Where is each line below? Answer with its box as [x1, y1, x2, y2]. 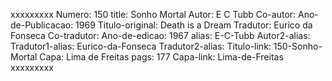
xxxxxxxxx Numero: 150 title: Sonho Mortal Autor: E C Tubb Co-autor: [10, 9, 297, 20]
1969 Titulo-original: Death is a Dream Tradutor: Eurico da [75, 19, 313, 31]
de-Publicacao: [10, 19, 74, 31]
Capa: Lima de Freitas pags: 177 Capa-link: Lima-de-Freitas [39, 51, 284, 63]
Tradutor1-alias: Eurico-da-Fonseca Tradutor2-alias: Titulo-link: [10, 40, 272, 52]
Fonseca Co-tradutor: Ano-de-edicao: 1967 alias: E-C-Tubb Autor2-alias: [10, 30, 311, 41]
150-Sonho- [273, 40, 323, 52]
